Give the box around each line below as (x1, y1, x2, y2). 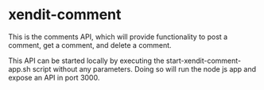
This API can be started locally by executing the (8, 56, 165, 65)
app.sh (8, 64, 31, 73)
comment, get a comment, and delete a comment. (8, 40, 173, 49)
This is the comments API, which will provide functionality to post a (8, 32, 228, 41)
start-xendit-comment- (165, 56, 241, 65)
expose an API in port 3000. (8, 72, 100, 82)
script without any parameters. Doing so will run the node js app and (32, 64, 257, 73)
